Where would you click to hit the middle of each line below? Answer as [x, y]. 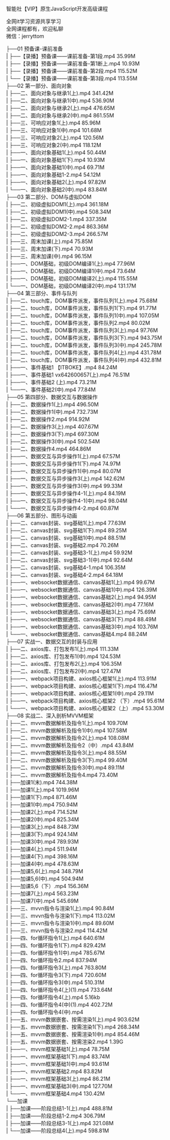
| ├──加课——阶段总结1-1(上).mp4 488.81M [60, 1108]
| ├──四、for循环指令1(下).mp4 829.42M [56, 945]
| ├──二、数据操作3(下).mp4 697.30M [53, 434]
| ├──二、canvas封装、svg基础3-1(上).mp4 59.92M [69, 553]
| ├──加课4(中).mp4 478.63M [43, 864]
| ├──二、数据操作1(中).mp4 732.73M [52, 412]
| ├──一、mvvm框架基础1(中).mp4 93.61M [58, 1064]
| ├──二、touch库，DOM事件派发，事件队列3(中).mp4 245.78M [84, 345]
